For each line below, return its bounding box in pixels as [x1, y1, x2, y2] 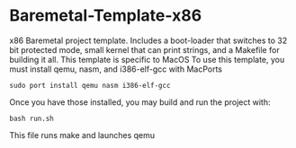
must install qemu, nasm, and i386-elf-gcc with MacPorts [9, 64, 223, 74]
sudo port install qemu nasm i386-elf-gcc [9, 81, 171, 90]
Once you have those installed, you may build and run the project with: [9, 96, 271, 108]
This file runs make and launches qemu [9, 129, 156, 140]
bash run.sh [9, 114, 54, 123]
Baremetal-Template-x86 [9, 5, 202, 26]
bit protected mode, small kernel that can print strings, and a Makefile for [9, 44, 281, 55]
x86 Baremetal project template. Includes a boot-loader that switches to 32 [9, 35, 288, 46]
